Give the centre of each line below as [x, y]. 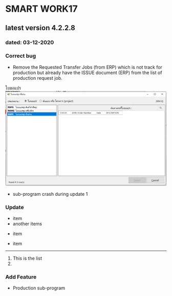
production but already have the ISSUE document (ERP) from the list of [87, 73]
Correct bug [21, 56]
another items [27, 224]
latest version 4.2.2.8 [40, 28]
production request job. [37, 78]
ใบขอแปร [13, 88]
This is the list [27, 258]
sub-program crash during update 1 [50, 194]
